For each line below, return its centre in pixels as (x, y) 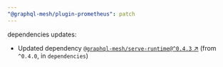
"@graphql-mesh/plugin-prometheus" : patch (71, 14)
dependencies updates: (42, 34)
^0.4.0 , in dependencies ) (53, 56)
